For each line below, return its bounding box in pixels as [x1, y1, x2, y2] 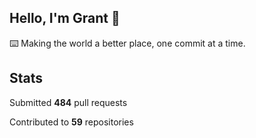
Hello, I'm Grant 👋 [9, 10, 121, 27]
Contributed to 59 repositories [9, 116, 134, 128]
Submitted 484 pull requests [9, 96, 128, 108]
